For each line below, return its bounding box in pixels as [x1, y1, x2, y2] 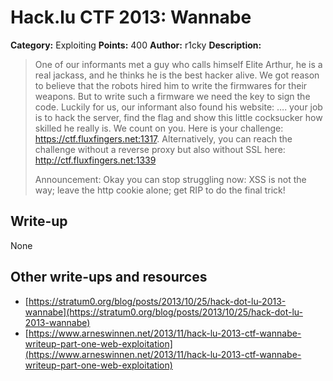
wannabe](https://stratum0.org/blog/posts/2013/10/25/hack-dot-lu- [24, 306, 303, 318]
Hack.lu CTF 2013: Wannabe [10, 6, 252, 29]
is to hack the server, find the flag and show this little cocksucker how [34, 111, 323, 123]
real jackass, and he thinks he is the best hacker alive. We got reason [34, 69, 320, 81]
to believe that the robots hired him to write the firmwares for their [34, 79, 308, 91]
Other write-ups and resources [10, 269, 208, 286]
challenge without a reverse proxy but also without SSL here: [34, 143, 286, 155]
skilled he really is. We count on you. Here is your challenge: [34, 122, 284, 134]
